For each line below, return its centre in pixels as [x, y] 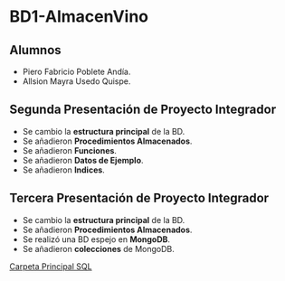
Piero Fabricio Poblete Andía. [76, 71]
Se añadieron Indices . [64, 170]
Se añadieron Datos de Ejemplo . [83, 160]
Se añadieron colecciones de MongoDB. [98, 248]
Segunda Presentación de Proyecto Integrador [143, 110]
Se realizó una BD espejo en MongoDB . [96, 239]
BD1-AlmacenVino [79, 17]
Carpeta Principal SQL [51, 266]
